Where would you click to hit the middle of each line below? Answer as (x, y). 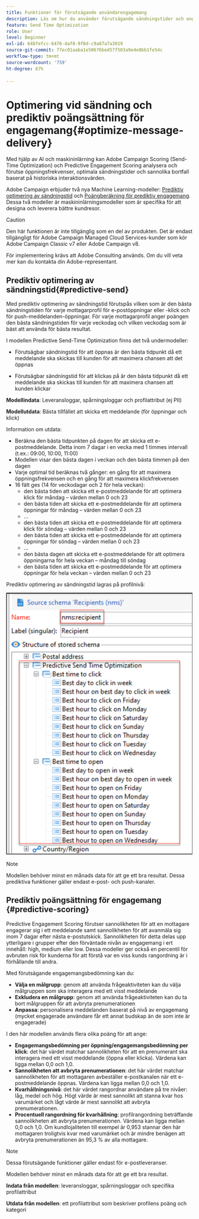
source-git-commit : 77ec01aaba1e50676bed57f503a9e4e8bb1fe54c (84, 50)
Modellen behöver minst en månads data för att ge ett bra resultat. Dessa (95, 875)
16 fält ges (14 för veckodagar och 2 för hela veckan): (80, 485)
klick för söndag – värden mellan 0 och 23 (75, 529)
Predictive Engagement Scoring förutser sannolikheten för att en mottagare (98, 923)
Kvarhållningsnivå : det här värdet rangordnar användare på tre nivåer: (101, 1089)
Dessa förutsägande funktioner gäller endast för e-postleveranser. (87, 1162)
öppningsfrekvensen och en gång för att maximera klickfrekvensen (97, 479)
